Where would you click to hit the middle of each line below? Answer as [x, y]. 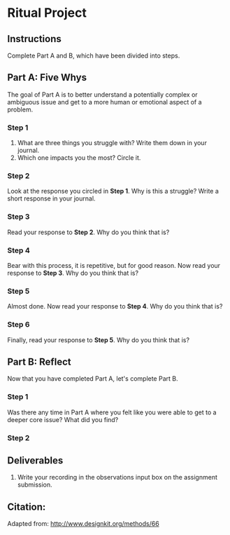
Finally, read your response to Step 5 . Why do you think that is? [99, 340]
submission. [35, 485]
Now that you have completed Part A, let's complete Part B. [93, 379]
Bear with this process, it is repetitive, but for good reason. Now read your [114, 265]
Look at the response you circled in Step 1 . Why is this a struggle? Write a [113, 191]
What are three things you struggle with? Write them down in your [112, 143]
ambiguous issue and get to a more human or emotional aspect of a [105, 102]
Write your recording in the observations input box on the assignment [117, 478]
